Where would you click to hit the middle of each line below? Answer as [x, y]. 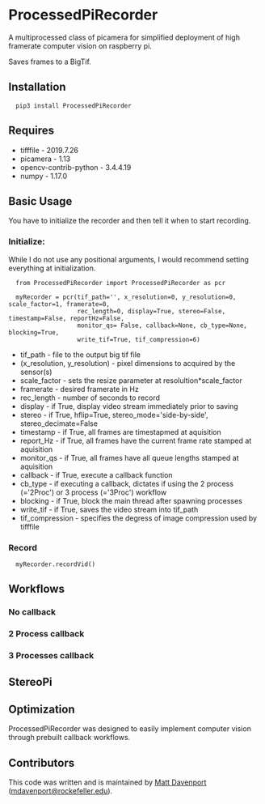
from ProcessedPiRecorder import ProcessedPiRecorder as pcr [121, 283]
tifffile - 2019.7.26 [49, 150]
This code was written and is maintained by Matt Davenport [107, 782]
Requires [32, 131]
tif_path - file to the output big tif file [80, 355]
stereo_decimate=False [59, 423]
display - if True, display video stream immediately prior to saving [129, 406]
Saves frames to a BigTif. [50, 62]
